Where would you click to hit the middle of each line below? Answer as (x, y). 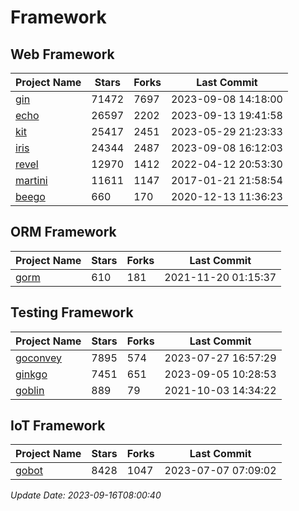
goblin (30, 390)
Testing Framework (72, 312)
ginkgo (31, 374)
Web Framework (62, 54)
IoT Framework (58, 426)
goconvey (39, 358)
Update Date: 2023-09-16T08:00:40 (86, 495)
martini (31, 180)
